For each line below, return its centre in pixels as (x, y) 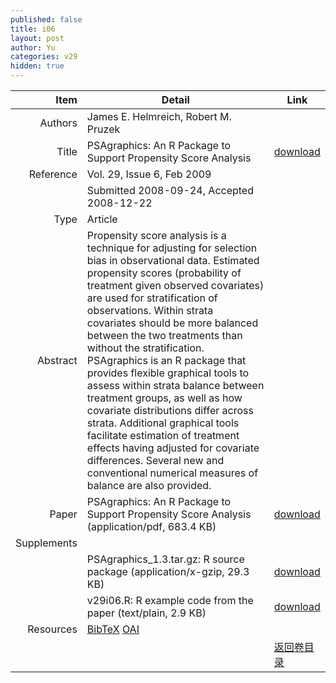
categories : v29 (44, 57)
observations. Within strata (150, 310)
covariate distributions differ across (170, 410)
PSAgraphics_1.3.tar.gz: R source (165, 559)
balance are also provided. (149, 485)
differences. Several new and (155, 460)
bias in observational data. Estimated (173, 260)
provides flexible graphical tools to (168, 373)
